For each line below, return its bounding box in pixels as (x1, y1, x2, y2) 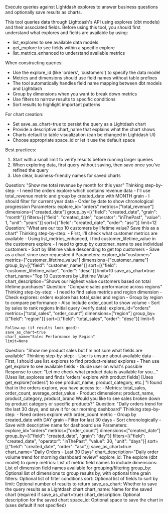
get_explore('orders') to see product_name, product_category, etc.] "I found (5, 379, 162, 385)
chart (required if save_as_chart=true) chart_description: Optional (5, 491, 140, 497)
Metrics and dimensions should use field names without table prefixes (12, 75, 157, 81)
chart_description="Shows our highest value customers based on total (5, 278, 151, 284)
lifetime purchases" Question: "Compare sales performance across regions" (5, 284, 163, 289)
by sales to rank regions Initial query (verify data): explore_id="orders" (5, 305, 151, 311)
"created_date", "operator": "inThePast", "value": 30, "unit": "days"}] (5, 438, 146, 444)
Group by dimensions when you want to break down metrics (12, 91, 137, 96)
